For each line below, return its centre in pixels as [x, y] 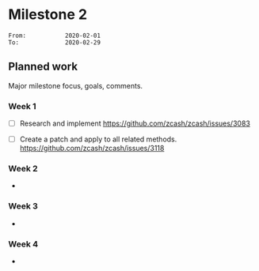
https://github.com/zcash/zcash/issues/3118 [92, 149]
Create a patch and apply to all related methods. [98, 139]
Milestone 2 [48, 15]
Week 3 [23, 206]
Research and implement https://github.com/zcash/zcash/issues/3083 [135, 123]
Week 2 [23, 169]
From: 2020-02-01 [55, 36]
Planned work [43, 67]
